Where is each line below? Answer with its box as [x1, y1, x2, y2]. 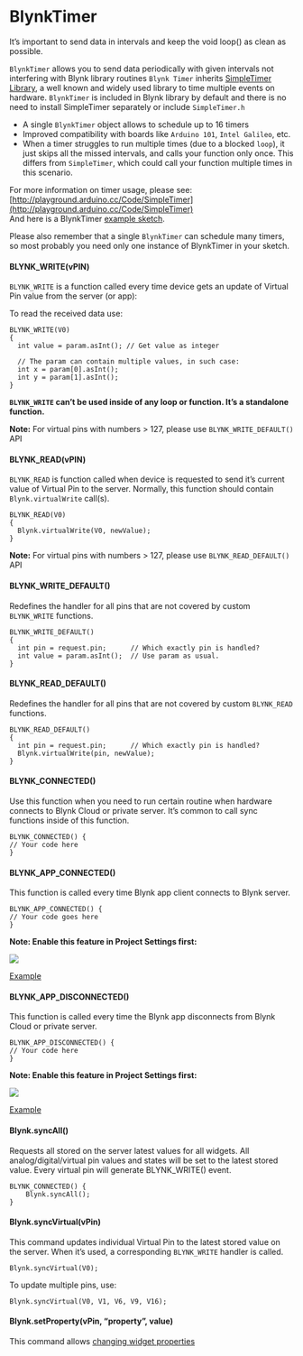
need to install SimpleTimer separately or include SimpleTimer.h [9, 101, 245, 112]
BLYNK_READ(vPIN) [9, 454, 87, 465]
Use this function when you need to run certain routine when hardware [9, 796, 272, 807]
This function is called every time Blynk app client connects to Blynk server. [9, 887, 291, 899]
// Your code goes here [9, 913, 99, 922]
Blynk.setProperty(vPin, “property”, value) [9, 1315, 174, 1327]
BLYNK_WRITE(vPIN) [9, 261, 90, 272]
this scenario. [22, 167, 74, 178]
